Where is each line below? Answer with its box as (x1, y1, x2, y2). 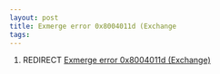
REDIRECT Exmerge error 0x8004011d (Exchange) (22, 55, 211, 66)
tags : (9, 30, 30, 39)
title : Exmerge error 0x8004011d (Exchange (9, 22, 177, 31)
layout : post (9, 13, 59, 23)
